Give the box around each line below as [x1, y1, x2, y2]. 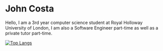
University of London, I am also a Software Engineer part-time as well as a [5, 24, 158, 30]
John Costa [5, 3, 54, 14]
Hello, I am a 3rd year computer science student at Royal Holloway [5, 19, 143, 25]
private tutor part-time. [5, 30, 53, 36]
